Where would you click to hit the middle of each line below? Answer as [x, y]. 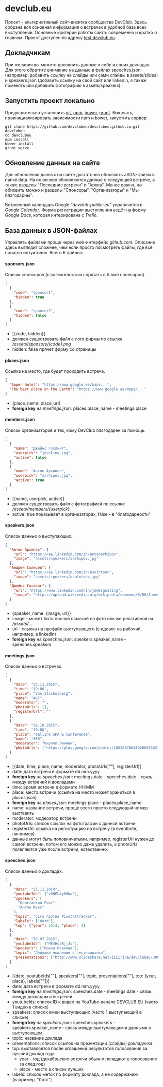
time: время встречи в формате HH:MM [53, 787]
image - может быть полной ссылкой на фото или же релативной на [83, 618]
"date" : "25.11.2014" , [37, 889]
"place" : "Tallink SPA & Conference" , [53, 734]
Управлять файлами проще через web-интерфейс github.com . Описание [80, 242]
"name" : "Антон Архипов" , [40, 471]
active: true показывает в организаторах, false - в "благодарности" [81, 514]
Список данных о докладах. [34, 871]
